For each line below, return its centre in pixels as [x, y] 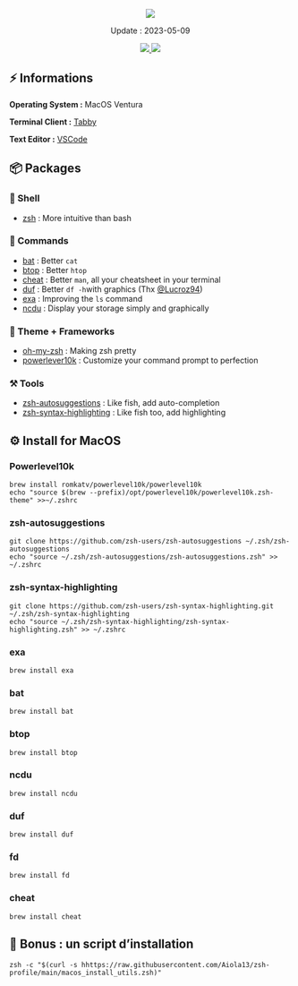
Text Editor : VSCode [48, 139]
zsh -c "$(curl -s [43, 965]
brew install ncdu [43, 793]
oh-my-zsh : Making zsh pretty [79, 351]
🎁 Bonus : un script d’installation [102, 944]
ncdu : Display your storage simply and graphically [115, 308]
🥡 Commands [39, 241]
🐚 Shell [25, 199]
